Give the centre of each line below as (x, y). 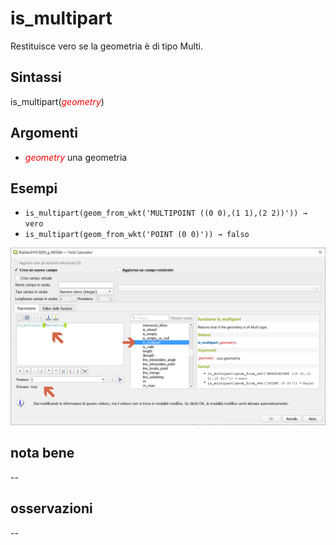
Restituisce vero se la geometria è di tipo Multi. (107, 46)
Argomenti (44, 133)
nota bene (42, 453)
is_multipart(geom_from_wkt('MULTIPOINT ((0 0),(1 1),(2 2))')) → (166, 213)
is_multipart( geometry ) (57, 101)
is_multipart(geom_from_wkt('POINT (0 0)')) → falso (137, 235)
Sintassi (36, 77)
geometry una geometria (76, 157)
